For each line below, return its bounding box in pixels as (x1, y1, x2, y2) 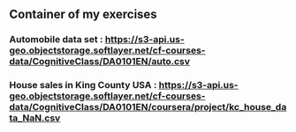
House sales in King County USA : (9, 79, 157, 92)
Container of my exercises (9, 7, 157, 22)
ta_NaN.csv (9, 112, 61, 124)
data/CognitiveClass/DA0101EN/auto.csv (9, 55, 191, 68)
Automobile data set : (9, 33, 103, 46)
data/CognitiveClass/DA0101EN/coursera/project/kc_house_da (9, 101, 287, 114)
